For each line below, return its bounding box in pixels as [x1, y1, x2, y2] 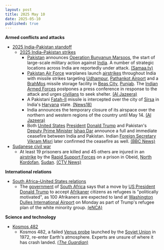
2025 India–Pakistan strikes [19, 49, 76, 55]
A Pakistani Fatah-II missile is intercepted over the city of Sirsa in [27, 97, 160, 103]
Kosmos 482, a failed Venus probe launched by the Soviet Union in [19, 229, 156, 235]
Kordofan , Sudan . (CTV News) [19, 159, 82, 165]
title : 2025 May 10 [5, 12, 45, 17]
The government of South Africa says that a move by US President [19, 183, 156, 190]
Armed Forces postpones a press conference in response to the [27, 86, 157, 92]
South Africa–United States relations [12, 179, 86, 184]
